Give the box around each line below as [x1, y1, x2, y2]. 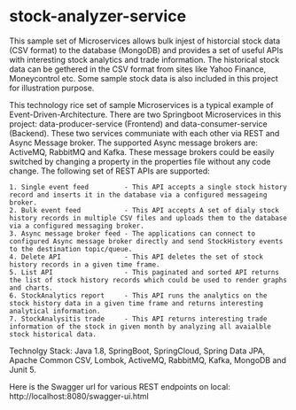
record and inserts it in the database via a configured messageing [9, 190, 268, 199]
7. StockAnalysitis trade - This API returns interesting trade [9, 314, 268, 323]
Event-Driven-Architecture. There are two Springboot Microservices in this [9, 109, 282, 120]
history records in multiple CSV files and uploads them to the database [9, 213, 288, 222]
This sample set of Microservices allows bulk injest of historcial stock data [9, 35, 281, 46]
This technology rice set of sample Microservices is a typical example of [9, 99, 274, 110]
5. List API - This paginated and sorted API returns [9, 267, 279, 276]
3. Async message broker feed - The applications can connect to [9, 228, 255, 238]
